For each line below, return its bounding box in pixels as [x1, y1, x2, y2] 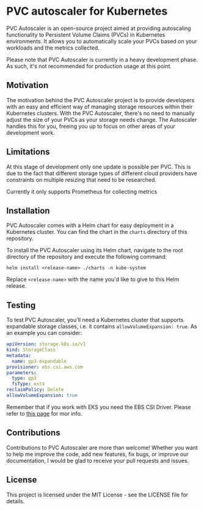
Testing [6, 300, 36, 310]
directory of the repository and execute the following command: [6, 253, 167, 261]
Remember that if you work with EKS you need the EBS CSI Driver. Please [6, 403, 191, 411]
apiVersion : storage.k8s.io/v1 [6, 341, 86, 347]
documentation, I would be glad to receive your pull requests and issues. [6, 457, 189, 464]
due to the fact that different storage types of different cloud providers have [6, 170, 197, 177]
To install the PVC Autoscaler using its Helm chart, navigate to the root [6, 247, 183, 254]
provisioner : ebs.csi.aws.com [6, 364, 84, 370]
